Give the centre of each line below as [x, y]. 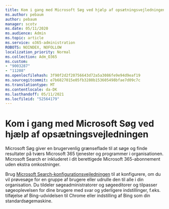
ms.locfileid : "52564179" [32, 99]
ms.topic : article [24, 38]
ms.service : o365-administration [40, 43]
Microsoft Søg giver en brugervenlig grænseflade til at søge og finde [76, 149]
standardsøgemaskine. [29, 201]
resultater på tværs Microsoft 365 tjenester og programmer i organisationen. [84, 154]
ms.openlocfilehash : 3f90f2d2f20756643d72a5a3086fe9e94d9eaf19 [73, 76]
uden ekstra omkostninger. [33, 165]
